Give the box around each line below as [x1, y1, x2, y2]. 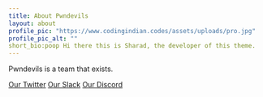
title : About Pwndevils [8, 11, 89, 20]
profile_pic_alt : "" [8, 34, 79, 43]
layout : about [8, 19, 57, 27]
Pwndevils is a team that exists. [8, 64, 114, 74]
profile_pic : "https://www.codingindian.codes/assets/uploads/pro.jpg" [8, 27, 256, 35]
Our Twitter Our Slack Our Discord [8, 80, 123, 90]
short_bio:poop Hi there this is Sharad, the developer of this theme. [8, 42, 256, 50]
